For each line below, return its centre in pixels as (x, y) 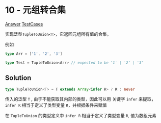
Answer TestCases (24, 24)
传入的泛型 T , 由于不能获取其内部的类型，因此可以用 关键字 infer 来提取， (80, 99)
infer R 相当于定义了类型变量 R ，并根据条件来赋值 (56, 105)
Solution (18, 78)
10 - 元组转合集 (36, 10)
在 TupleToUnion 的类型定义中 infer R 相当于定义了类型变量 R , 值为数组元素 (81, 116)
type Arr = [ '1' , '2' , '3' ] (34, 54)
